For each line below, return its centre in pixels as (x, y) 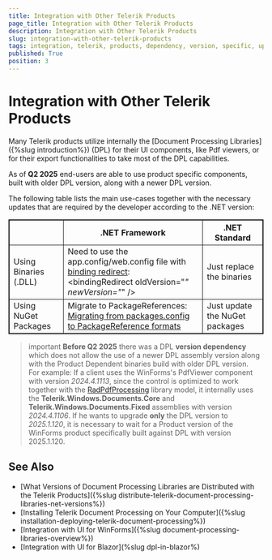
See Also (31, 467)
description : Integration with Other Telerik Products (103, 31)
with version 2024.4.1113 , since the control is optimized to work (133, 381)
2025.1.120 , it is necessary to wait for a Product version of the (131, 424)
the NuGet (226, 316)
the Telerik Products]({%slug (68, 495)
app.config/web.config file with (127, 261)
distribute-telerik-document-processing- (186, 495)
